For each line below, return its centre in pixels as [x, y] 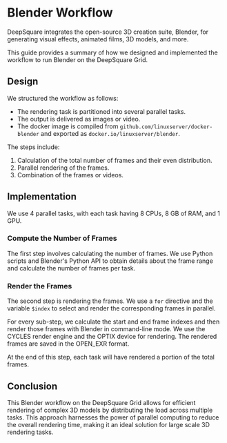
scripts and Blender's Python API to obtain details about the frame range [110, 261]
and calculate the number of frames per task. [71, 268]
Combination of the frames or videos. [70, 175]
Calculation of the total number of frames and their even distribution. [115, 160]
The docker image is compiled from [68, 126]
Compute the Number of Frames [62, 238]
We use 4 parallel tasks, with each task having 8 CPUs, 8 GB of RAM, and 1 [114, 213]
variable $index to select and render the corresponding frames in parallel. [111, 308]
